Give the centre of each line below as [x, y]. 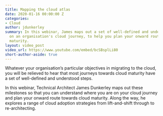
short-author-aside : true [31, 54]
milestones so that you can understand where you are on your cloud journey [81, 93]
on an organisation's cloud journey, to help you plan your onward [79, 37]
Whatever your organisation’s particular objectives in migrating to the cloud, [81, 68]
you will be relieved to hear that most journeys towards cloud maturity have [80, 73]
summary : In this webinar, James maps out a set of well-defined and [77, 32]
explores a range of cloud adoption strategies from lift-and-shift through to [80, 103]
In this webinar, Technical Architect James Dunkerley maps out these [74, 88]
